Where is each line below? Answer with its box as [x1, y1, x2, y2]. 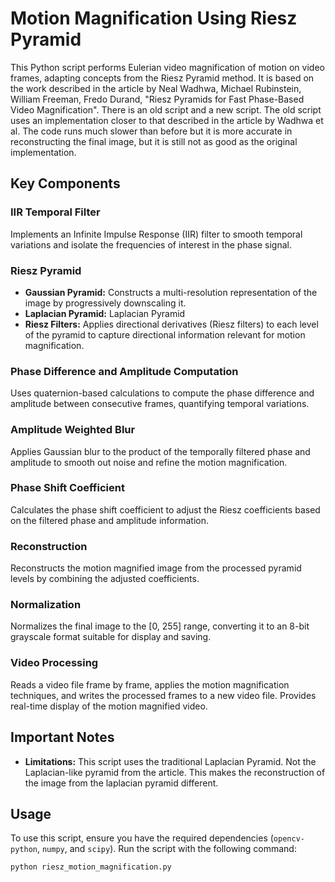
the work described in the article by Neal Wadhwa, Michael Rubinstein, [10, 82, 302, 94]
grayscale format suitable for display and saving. [10, 631, 212, 643]
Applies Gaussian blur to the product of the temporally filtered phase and [10, 445, 311, 457]
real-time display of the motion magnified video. [10, 700, 208, 712]
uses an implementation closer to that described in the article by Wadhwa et [10, 114, 324, 126]
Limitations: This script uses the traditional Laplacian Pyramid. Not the [24, 755, 317, 767]
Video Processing [10, 656, 99, 670]
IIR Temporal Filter [10, 205, 101, 219]
